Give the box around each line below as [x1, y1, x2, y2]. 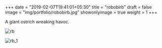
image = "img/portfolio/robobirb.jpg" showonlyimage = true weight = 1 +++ [5, 9, 158, 15]
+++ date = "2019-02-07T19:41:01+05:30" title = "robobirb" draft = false [5, 4, 152, 10]
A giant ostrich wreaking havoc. [5, 19, 70, 24]
